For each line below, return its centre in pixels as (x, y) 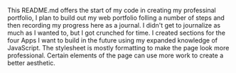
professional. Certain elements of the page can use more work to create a (116, 55)
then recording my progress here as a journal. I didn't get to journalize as (114, 25)
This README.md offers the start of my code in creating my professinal (112, 10)
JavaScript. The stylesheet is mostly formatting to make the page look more (118, 48)
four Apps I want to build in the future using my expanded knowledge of (113, 40)
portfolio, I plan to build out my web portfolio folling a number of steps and (116, 18)
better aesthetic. (31, 63)
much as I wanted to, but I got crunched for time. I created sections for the (117, 33)
